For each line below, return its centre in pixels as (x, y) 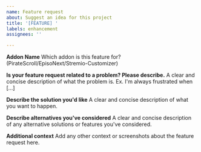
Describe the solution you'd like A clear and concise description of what (97, 100)
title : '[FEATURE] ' (32, 23)
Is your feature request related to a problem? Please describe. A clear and (100, 75)
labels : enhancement (32, 29)
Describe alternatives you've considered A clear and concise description (99, 118)
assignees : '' (24, 35)
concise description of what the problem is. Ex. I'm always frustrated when (100, 82)
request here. (23, 142)
